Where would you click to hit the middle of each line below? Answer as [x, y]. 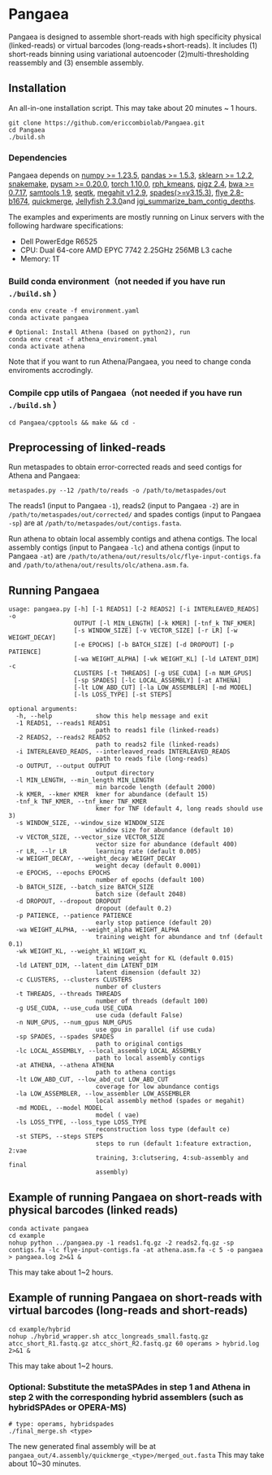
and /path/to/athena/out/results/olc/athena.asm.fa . [99, 565]
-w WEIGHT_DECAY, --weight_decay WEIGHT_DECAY [96, 859]
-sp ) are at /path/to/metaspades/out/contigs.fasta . [95, 523]
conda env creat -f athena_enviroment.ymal [83, 340]
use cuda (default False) [139, 1016]
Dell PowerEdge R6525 [59, 242]
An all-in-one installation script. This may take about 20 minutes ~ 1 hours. [133, 108]
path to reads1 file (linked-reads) [158, 731]
